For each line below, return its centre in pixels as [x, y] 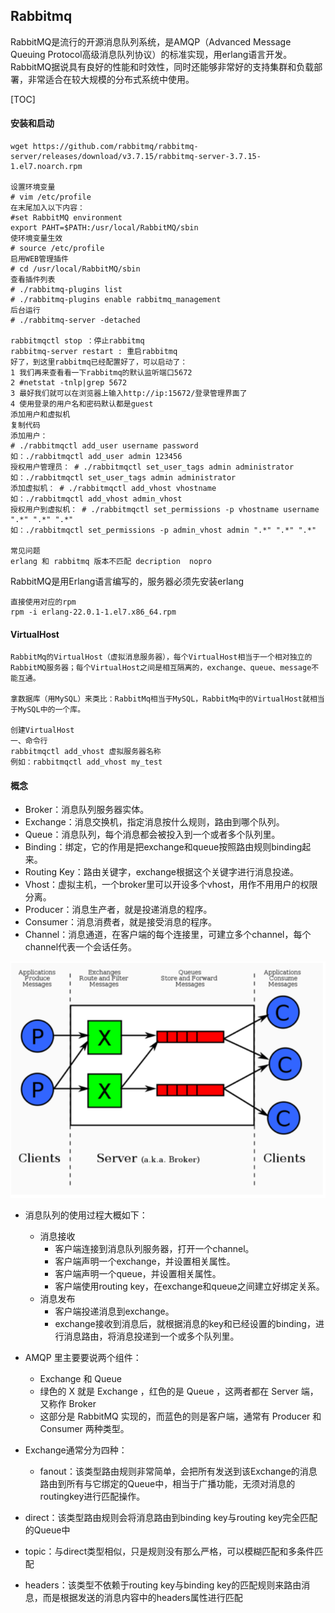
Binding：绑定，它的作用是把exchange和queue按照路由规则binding [163, 847]
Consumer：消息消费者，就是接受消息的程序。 [121, 922]
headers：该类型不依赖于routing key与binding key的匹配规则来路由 [163, 1585]
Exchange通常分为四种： [76, 1450]
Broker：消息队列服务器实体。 [87, 810]
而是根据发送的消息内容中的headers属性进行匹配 [142, 1598]
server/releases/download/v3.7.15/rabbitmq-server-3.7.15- [136, 157]
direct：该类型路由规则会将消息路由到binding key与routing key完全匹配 [171, 1518]
